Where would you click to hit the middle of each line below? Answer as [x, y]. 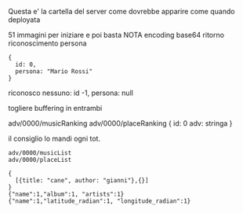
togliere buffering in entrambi [55, 108]
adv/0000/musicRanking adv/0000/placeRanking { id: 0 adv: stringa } [120, 123]
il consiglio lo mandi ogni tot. [54, 138]
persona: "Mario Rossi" [54, 72]
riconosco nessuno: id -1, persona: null [71, 93]
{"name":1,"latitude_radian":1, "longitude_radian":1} [100, 201]
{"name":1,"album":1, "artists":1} [66, 194]
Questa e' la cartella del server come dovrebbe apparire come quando [121, 11]
